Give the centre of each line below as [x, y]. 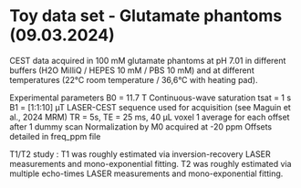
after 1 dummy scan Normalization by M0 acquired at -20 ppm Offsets [141, 126]
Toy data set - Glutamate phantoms [146, 16]
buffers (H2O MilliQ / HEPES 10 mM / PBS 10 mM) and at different [132, 70]
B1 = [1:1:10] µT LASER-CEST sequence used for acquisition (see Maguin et [150, 107]
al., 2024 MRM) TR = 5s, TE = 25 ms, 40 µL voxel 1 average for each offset [150, 117]
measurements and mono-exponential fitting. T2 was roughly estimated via [150, 163]
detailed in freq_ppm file [55, 136]
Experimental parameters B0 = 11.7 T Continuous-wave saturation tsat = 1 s [150, 98]
